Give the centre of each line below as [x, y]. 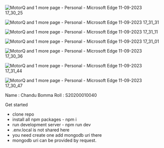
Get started [16, 105]
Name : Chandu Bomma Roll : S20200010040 [51, 95]
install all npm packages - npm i [44, 119]
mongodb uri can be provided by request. [54, 140]
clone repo [23, 114]
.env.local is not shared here [41, 130]
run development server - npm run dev [51, 125]
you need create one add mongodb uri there [57, 135]
